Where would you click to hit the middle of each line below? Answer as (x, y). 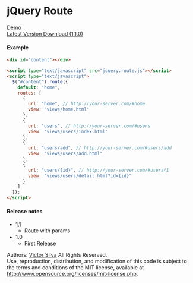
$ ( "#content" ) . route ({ (40, 81)
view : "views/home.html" (59, 109)
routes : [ (30, 93)
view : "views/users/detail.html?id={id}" (80, 176)
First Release (40, 243)
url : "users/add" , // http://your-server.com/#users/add (100, 148)
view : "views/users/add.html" (65, 154)
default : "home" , (39, 87)
